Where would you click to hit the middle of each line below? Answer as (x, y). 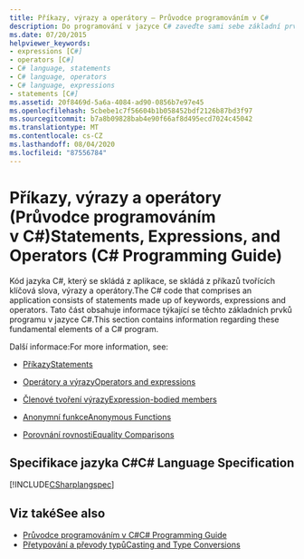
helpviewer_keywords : (50, 43)
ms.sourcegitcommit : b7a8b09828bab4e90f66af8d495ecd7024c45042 (131, 119)
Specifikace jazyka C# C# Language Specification (152, 462)
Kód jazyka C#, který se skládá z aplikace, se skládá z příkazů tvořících (142, 280)
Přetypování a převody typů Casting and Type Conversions (132, 544)
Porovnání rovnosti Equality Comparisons (98, 434)
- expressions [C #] (46, 52)
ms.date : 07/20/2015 (48, 34)
